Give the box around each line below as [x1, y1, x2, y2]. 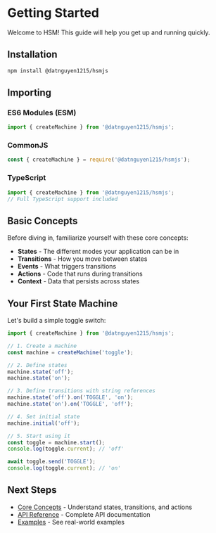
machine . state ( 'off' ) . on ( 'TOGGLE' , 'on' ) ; [7, 394, 134, 402]
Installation [7, 49, 58, 60]
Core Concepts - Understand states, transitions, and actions [17, 503, 192, 511]
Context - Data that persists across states [17, 277, 139, 285]
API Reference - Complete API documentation [17, 510, 151, 518]
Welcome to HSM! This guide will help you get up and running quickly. [7, 28, 210, 37]
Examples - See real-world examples [17, 518, 125, 526]
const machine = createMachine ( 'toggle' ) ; [7, 349, 134, 356]
